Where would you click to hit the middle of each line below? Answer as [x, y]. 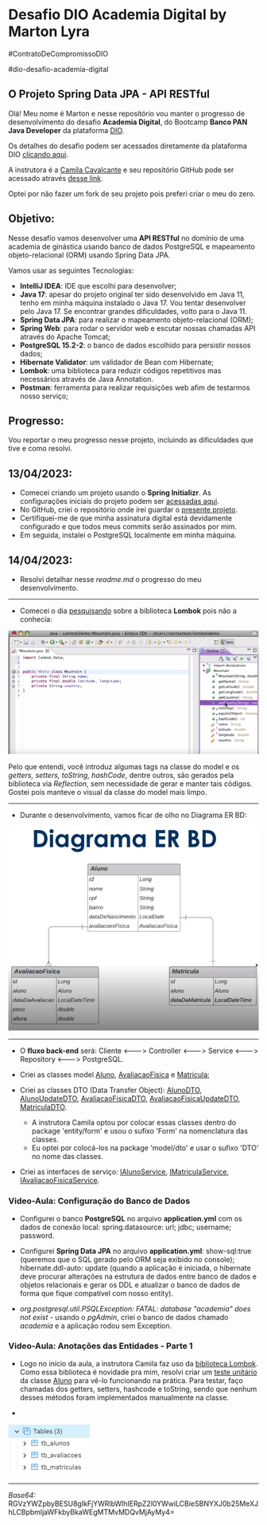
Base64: [22, 1495]
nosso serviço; [44, 395]
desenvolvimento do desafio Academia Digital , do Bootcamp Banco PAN [128, 122]
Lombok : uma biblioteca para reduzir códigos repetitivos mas [120, 370]
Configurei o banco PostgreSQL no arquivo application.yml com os [131, 1218]
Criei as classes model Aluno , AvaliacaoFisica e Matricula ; [115, 1075]
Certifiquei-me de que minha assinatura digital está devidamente [126, 518]
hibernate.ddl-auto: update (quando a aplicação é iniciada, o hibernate [135, 1268]
